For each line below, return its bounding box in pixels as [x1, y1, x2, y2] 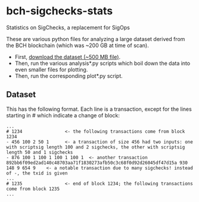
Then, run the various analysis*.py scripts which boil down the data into [14, 60, 191, 67]
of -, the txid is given [6, 170, 68, 176]
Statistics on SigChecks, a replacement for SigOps [6, 24, 130, 31]
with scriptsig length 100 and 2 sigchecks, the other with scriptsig [6, 144, 185, 150]
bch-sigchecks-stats [6, 4, 113, 18]
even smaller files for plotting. [14, 66, 88, 73]
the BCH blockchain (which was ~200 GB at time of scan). [6, 42, 149, 49]
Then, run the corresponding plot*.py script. [14, 72, 123, 79]
